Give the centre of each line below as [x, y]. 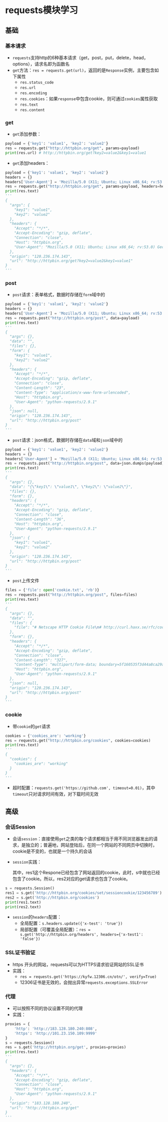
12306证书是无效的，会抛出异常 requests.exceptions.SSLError [84, 982]
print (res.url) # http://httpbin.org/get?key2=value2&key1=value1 [76, 153]
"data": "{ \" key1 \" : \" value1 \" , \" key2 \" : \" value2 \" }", [71, 487]
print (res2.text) [23, 907]
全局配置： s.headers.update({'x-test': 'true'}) [71, 923]
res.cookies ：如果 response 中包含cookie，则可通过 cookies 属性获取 [89, 99]
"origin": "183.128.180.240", [41, 1103]
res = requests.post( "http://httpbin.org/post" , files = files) [71, 595]
